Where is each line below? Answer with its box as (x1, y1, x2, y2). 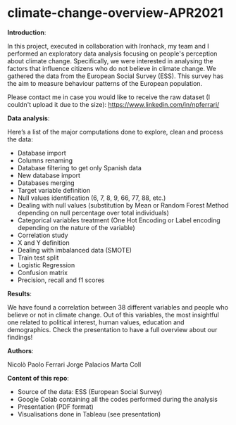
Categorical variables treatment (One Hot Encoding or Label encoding (17, 216, 221, 224)
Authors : (7, 346, 34, 355)
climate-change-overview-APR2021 (7, 5, 224, 21)
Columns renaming (17, 156, 73, 165)
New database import (17, 171, 81, 179)
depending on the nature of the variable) (17, 223, 135, 231)
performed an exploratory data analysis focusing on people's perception (7, 49, 218, 58)
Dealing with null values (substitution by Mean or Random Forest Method (17, 201, 229, 209)
